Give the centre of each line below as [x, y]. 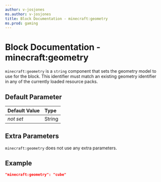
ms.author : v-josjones [28, 14]
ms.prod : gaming [21, 23]
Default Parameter [33, 97]
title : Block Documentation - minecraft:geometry [57, 19]
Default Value [24, 111]
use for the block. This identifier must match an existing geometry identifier [81, 77]
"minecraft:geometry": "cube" [36, 174]
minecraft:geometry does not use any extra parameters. [61, 148]
